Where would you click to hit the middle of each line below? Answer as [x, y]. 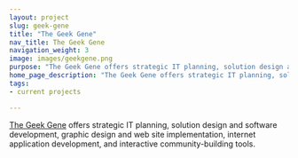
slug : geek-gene [39, 26]
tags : [19, 83]
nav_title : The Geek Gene [57, 42]
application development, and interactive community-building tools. [132, 144]
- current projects [45, 91]
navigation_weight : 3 [49, 51]
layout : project [39, 17]
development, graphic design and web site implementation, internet [133, 134]
